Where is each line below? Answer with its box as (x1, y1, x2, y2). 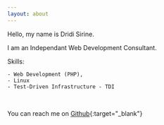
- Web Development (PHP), (7, 71, 83, 78)
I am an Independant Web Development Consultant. (7, 43, 157, 52)
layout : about (7, 10, 49, 18)
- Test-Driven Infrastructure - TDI (7, 83, 115, 90)
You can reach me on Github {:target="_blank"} (7, 109, 143, 117)
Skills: (7, 57, 25, 66)
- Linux (7, 77, 30, 84)
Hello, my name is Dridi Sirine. (7, 30, 95, 38)
